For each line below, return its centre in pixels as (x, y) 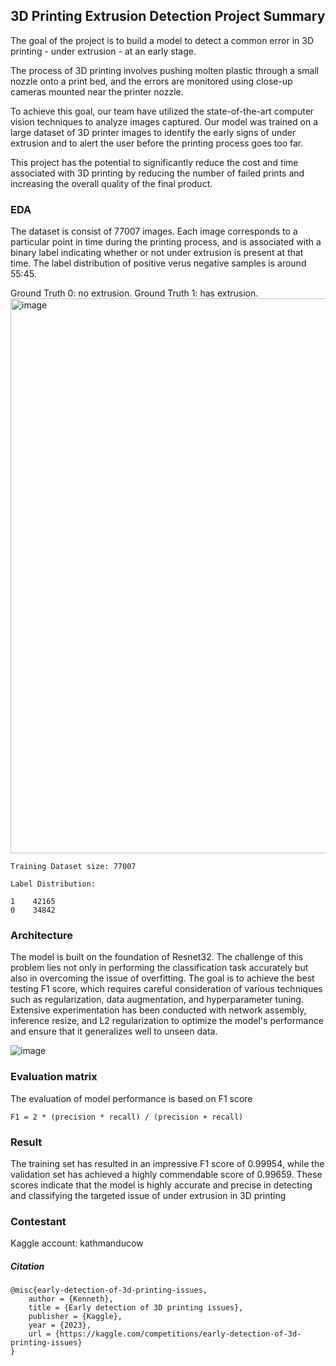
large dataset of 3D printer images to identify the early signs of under (153, 132)
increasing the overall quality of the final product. (111, 183)
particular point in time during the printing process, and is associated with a (166, 242)
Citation (27, 1266)
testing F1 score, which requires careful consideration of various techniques (166, 989)
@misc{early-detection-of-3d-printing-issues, (109, 1290)
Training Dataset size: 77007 (73, 867)
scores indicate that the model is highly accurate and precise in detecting (161, 1185)
